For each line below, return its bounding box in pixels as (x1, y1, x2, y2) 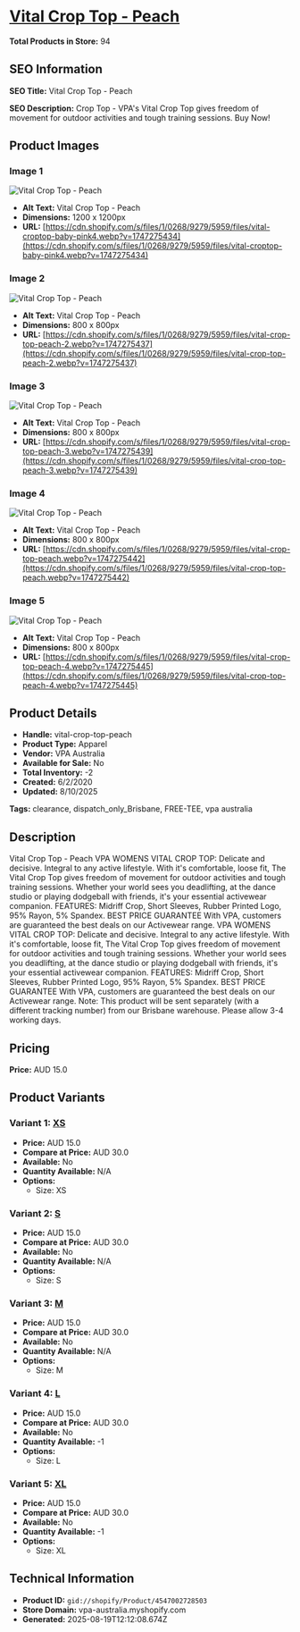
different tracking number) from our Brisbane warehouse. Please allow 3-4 (9, 1005, 284, 1016)
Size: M (35, 1365, 64, 1375)
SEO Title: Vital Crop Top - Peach (9, 85, 133, 96)
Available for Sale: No (21, 758, 104, 769)
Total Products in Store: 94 (9, 36, 111, 46)
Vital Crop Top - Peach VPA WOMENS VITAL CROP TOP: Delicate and (9, 854, 265, 864)
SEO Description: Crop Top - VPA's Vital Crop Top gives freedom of (9, 103, 259, 114)
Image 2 (9, 273, 46, 285)
